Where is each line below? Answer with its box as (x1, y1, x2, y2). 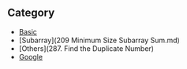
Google (18, 52, 43, 61)
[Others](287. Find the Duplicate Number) (18, 43, 155, 53)
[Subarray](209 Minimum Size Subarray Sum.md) (18, 35, 181, 45)
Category (7, 6, 55, 20)
